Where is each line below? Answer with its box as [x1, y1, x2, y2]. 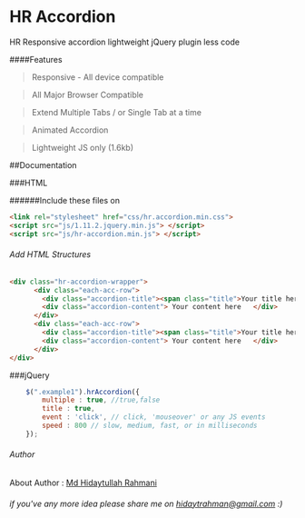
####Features [9, 54, 63, 65]
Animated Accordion [31, 125, 109, 135]
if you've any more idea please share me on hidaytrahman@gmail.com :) [9, 498, 283, 509]
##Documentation [9, 159, 77, 170]
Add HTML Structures [9, 249, 92, 260]
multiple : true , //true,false [42, 395, 161, 405]
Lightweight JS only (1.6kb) [31, 142, 134, 153]
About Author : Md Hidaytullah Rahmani [9, 477, 157, 488]
